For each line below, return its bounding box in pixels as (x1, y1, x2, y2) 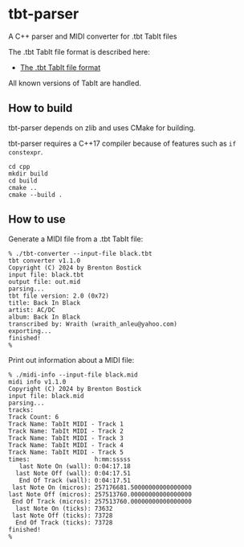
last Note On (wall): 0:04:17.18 (18, 462, 131, 471)
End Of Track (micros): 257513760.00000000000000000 (11, 497, 193, 505)
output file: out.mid (8, 278, 81, 286)
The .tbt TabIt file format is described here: (8, 47, 150, 56)
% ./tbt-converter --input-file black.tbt (8, 249, 152, 257)
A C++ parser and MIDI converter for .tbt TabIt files (8, 31, 177, 41)
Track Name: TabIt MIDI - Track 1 (8, 420, 124, 428)
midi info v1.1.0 (8, 377, 67, 386)
